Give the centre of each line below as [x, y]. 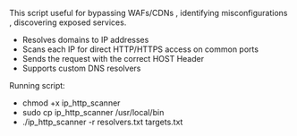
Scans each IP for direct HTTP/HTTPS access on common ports [140, 49]
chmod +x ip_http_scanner [71, 103]
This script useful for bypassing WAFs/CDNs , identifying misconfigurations [148, 13]
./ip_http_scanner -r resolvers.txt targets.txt [102, 122]
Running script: [37, 85]
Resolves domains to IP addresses [85, 40]
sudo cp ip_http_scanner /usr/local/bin [93, 112]
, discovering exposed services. [68, 22]
